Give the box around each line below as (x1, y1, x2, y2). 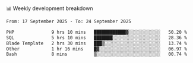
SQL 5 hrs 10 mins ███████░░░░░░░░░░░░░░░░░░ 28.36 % (6, 34, 187, 40)
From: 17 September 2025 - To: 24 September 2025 (6, 18, 132, 24)
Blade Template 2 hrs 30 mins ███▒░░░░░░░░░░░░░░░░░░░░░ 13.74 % (6, 40, 187, 46)
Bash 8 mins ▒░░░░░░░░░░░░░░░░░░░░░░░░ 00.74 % (6, 51, 187, 58)
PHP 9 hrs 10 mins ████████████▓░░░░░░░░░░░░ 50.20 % (6, 29, 187, 35)
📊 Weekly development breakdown (6, 5, 93, 12)
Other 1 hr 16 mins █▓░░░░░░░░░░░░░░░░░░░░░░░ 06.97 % (6, 46, 187, 52)
